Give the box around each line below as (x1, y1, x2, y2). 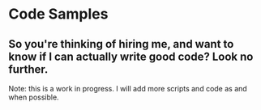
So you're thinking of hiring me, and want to (8, 37, 234, 51)
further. (8, 62, 49, 76)
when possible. (8, 92, 59, 102)
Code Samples (8, 5, 109, 23)
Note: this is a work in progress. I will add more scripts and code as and (8, 84, 247, 93)
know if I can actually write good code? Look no (8, 49, 254, 63)
